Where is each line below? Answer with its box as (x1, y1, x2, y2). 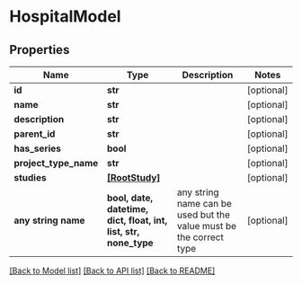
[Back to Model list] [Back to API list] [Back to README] (9, 265, 216, 276)
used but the (176, 209, 231, 221)
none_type (106, 236, 155, 249)
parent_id (13, 128, 56, 140)
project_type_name (13, 157, 99, 169)
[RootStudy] (106, 172, 161, 183)
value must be (176, 220, 236, 232)
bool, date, (106, 191, 154, 204)
